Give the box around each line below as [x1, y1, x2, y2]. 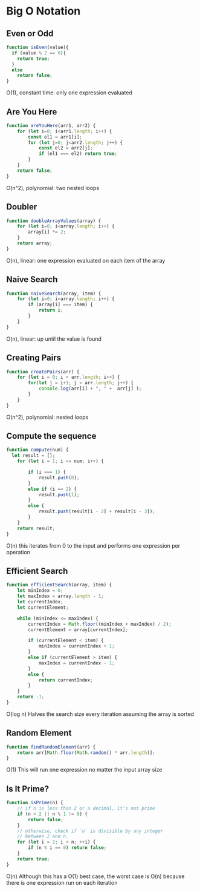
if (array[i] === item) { [28, 301, 94, 308]
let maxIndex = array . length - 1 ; [17, 593, 104, 600]
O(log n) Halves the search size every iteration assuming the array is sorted [6, 710, 195, 718]
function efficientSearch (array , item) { [6, 582, 112, 588]
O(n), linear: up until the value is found [6, 335, 102, 343]
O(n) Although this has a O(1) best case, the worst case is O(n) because [6, 873, 185, 880]
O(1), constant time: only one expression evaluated [6, 89, 133, 96]
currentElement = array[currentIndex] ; [28, 626, 129, 633]
